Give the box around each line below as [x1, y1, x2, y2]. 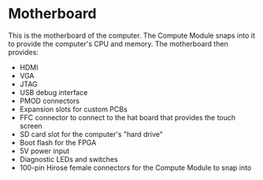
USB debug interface [19, 87, 88, 97]
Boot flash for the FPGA [19, 138, 97, 147]
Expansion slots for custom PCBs [19, 104, 128, 114]
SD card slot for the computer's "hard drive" [19, 129, 163, 138]
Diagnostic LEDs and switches [19, 154, 118, 163]
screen [19, 121, 43, 130]
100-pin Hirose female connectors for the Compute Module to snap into [19, 163, 252, 172]
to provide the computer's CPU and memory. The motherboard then [8, 39, 228, 48]
